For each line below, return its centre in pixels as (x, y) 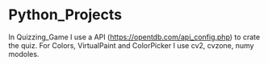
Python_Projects (65, 15)
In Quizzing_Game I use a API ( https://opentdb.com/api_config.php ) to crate (134, 37)
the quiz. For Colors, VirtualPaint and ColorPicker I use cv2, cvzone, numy (131, 45)
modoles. (24, 54)
